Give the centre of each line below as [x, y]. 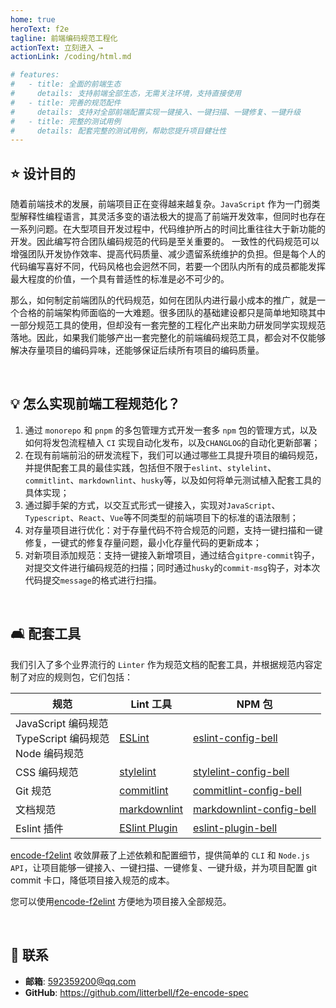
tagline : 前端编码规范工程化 [64, 38]
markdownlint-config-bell [255, 809]
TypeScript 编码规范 [62, 738]
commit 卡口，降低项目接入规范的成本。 [92, 880]
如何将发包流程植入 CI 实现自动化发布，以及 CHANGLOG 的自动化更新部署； [172, 442]
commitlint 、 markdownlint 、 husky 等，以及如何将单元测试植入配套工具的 [173, 480]
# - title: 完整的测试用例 [66, 121]
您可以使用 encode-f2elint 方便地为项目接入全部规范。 [121, 901]
